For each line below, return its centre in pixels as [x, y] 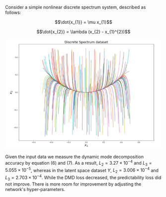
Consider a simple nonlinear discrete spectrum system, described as [76, 7]
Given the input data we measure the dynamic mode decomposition [75, 157]
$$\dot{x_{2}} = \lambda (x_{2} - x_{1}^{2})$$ [83, 32]
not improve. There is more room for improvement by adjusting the [73, 184]
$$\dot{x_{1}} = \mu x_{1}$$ [83, 22]
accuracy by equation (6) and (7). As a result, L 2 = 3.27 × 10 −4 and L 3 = [79, 163]
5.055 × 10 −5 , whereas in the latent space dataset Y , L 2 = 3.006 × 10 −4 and [82, 170]
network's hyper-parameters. [35, 189]
